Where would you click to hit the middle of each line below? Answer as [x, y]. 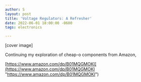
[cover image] [19, 45]
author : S [15, 9]
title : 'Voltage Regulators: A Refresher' [48, 18]
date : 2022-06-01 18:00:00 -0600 [39, 23]
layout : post [18, 14]
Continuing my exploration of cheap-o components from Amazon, [71, 55]
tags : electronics [23, 27]
